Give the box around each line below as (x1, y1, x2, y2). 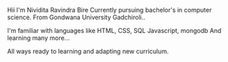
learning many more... (7, 34, 70, 42)
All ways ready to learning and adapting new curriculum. (7, 48, 169, 55)
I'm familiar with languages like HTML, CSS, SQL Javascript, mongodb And (7, 27, 222, 34)
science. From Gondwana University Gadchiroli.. (7, 13, 146, 21)
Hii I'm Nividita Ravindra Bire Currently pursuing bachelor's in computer (7, 6, 212, 14)
